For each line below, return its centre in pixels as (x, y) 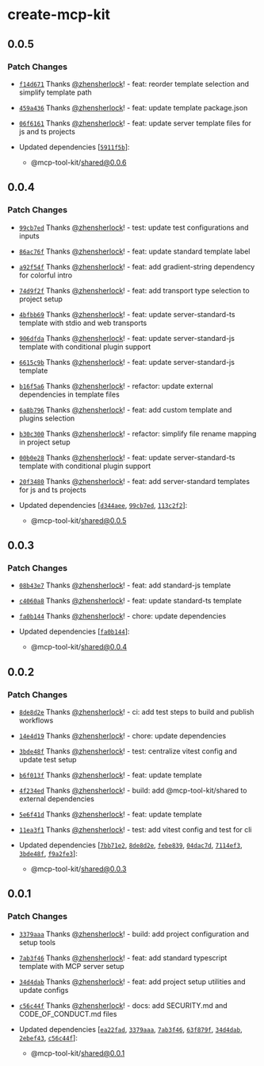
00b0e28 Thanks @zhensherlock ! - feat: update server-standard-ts (127, 457)
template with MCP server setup (71, 966)
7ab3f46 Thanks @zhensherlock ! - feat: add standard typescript (123, 957)
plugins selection (47, 418)
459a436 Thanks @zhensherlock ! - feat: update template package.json (133, 107)
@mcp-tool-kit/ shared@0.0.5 (78, 520)
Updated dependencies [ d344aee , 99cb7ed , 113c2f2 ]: (103, 505)
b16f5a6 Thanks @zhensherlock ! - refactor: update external (116, 386)
